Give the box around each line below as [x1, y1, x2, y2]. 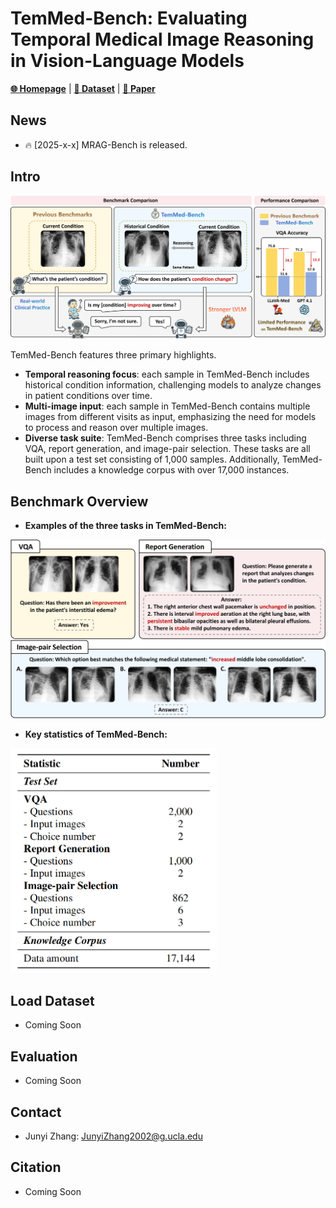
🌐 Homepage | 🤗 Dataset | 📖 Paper [10, 82, 156, 94]
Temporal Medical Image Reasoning [10, 28, 315, 51]
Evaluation [10, 1048, 78, 1065]
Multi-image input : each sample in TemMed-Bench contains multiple [24, 400, 311, 412]
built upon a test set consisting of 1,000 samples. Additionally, [24, 453, 280, 466]
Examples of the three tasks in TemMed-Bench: [24, 520, 227, 532]
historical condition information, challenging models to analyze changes [24, 379, 322, 391]
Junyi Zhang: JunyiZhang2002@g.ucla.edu [24, 1130, 203, 1142]
